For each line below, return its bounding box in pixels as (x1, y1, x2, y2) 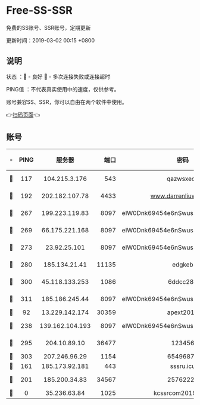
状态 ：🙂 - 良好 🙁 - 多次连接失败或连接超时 (6, 73, 110, 80)
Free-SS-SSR (6, 4, 73, 17)
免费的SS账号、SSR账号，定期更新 (6, 24, 91, 31)
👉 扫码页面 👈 (6, 111, 40, 118)
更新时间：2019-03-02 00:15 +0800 (6, 36, 95, 44)
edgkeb (172, 260, 193, 269)
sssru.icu (170, 362, 196, 370)
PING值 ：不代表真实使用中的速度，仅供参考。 (6, 85, 120, 93)
